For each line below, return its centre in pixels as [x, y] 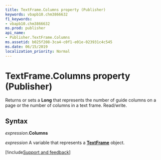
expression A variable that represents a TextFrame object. [65, 143]
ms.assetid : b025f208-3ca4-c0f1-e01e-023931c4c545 [59, 42]
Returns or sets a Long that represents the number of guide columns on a [81, 100]
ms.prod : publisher [25, 28]
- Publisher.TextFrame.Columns [38, 38]
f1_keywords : [19, 19]
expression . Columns [27, 133]
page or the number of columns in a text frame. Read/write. [66, 105]
